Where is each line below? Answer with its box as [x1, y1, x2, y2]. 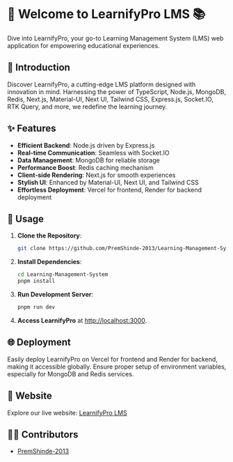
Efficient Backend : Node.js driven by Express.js [17, 141, 155, 149]
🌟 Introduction [7, 61, 71, 74]
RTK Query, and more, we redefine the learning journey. [7, 102, 168, 111]
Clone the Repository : [17, 231, 82, 240]
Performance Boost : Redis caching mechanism [17, 163, 154, 171]
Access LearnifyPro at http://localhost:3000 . [17, 316, 147, 325]
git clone [17, 245, 47, 252]
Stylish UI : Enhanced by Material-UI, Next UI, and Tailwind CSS [17, 178, 200, 186]
